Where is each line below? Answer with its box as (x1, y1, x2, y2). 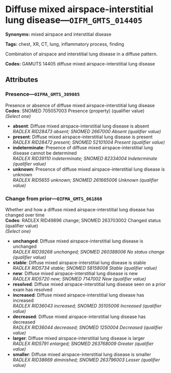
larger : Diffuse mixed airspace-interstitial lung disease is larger (12, 335, 145, 341)
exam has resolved (12, 286, 52, 293)
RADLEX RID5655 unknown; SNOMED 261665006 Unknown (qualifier (12, 177, 159, 183)
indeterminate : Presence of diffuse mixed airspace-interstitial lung (12, 144, 153, 150)
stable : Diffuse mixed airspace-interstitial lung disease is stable (12, 259, 146, 265)
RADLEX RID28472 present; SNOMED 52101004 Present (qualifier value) (12, 139, 165, 145)
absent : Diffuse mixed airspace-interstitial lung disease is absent (12, 123, 149, 129)
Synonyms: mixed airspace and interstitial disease (5, 31, 112, 37)
